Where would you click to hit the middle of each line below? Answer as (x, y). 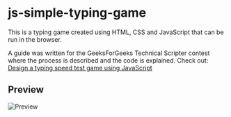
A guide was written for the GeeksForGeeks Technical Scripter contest (109, 53)
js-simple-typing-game (77, 13)
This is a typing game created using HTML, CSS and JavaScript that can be (116, 32)
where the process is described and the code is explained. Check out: (108, 60)
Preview (26, 89)
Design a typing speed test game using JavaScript (80, 68)
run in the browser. (35, 39)
